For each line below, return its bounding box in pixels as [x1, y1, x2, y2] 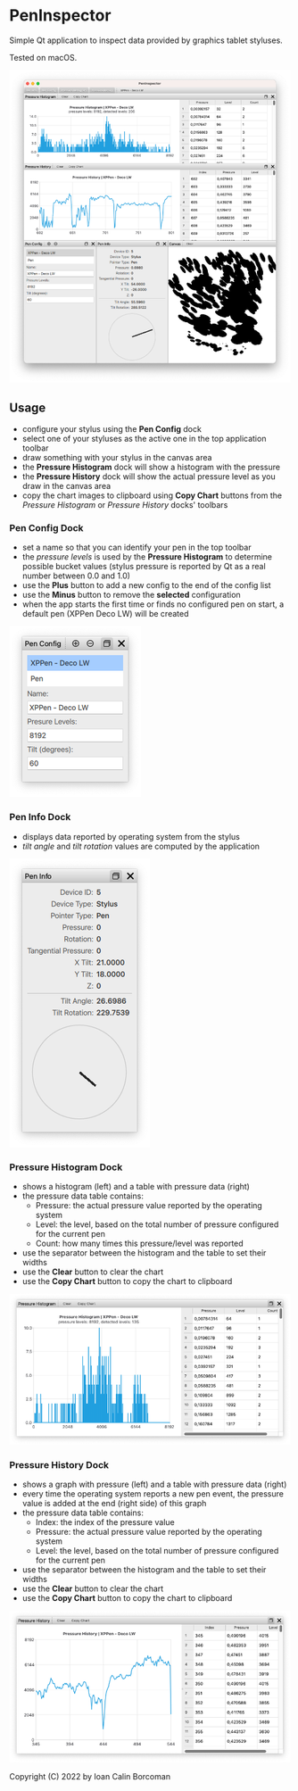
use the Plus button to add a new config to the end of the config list [21, 580, 271, 591]
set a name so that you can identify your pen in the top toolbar [21, 542, 252, 553]
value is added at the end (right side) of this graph [21, 1498, 207, 1509]
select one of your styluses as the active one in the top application [21, 434, 267, 444]
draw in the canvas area [21, 481, 112, 492]
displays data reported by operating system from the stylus [21, 831, 241, 842]
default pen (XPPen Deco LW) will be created [21, 609, 189, 619]
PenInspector [9, 5, 112, 26]
